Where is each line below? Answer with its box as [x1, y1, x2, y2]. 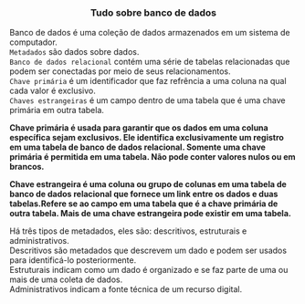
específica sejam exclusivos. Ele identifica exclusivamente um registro [9, 132, 285, 143]
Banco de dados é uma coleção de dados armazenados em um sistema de [9, 27, 290, 38]
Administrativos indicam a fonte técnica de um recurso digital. [9, 284, 243, 295]
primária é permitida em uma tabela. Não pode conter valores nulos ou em [9, 152, 296, 162]
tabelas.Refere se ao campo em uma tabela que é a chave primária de [9, 198, 279, 209]
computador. [9, 37, 58, 47]
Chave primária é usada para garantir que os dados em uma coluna [9, 122, 268, 133]
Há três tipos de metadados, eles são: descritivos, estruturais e [9, 225, 247, 236]
